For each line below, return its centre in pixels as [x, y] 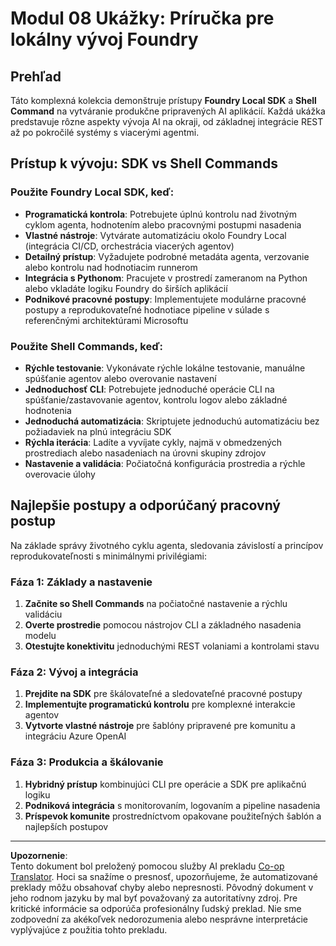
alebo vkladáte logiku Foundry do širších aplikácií [126, 288]
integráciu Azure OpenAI [75, 736]
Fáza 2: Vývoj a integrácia [74, 672]
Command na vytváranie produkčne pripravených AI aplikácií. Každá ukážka [168, 111]
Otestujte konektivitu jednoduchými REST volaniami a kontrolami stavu [172, 646]
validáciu [43, 614]
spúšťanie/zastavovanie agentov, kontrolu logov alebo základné [156, 399]
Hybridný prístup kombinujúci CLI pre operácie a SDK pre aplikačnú [165, 784]
